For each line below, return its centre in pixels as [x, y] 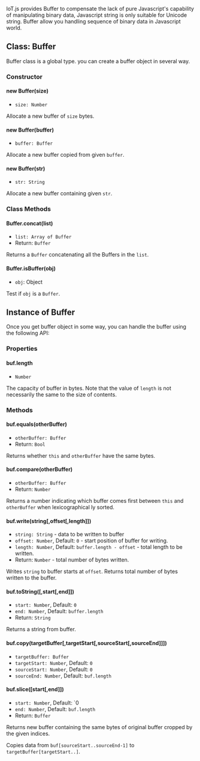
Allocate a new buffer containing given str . [59, 193]
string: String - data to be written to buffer [69, 535]
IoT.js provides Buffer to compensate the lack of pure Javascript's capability [100, 9]
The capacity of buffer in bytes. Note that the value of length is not [89, 388]
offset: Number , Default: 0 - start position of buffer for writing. [91, 541]
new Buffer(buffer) [30, 130]
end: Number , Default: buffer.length [59, 611]
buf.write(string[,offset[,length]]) [49, 521]
